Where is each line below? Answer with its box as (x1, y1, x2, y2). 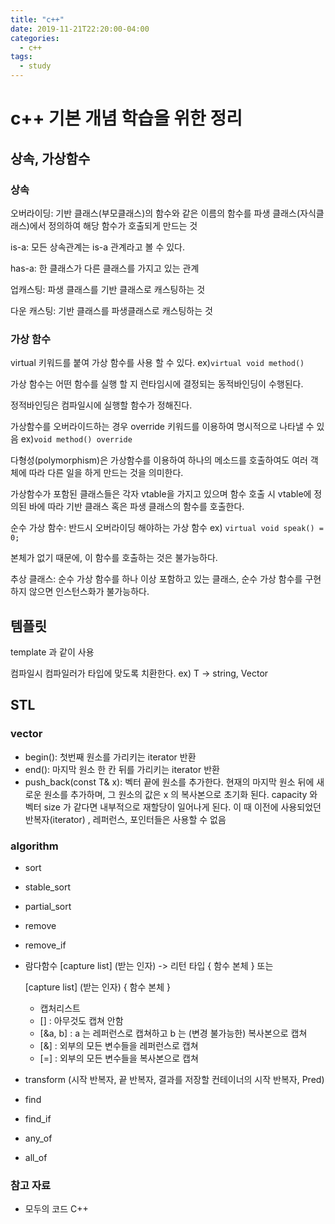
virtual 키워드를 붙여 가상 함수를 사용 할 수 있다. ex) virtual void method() (10, 357, 305, 369)
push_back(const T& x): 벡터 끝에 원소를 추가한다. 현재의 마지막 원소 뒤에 (24, 776, 315, 788)
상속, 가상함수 (10, 150, 91, 167)
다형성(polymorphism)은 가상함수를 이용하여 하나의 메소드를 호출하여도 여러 (10, 454, 308, 466)
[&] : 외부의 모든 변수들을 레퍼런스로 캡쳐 (39, 1039, 199, 1051)
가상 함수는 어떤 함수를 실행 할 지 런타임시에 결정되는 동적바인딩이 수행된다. (10, 378, 304, 390)
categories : (10, 33, 60, 43)
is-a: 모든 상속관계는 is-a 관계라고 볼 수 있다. (10, 241, 185, 253)
